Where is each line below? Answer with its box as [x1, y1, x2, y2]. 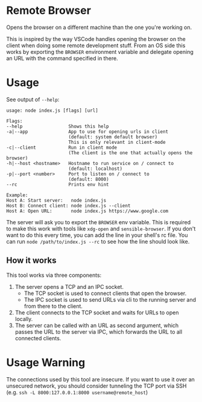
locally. [14, 315, 33, 322]
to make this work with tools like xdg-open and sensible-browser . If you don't [6, 225, 196, 232]
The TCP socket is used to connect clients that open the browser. [24, 290, 187, 297]
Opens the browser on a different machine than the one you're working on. [6, 24, 192, 31]
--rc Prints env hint [6, 181, 110, 187]
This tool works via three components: [6, 271, 102, 279]
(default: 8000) [68, 176, 110, 182]
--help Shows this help [6, 123, 110, 129]
